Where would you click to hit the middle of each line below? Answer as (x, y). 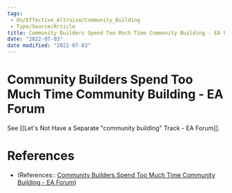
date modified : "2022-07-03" (49, 45)
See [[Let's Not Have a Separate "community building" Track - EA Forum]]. (114, 128)
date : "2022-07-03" (35, 39)
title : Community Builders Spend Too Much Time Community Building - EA (114, 33)
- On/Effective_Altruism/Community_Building (75, 20)
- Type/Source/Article (43, 26)
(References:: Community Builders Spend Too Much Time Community (116, 175)
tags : (15, 13)
